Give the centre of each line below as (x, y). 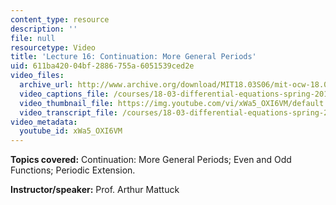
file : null (33, 38)
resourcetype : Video (53, 47)
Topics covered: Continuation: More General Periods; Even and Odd (151, 160)
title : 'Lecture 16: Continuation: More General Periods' (133, 57)
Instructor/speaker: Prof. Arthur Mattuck (95, 190)
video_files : (37, 76)
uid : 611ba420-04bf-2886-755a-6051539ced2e (102, 66)
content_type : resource (60, 19)
